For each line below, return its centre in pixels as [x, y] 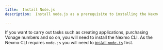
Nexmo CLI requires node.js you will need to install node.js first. [69, 42]
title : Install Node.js [30, 9]
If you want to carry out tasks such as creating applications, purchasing [77, 32]
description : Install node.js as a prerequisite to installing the [76, 14]
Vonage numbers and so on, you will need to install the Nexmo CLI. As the [79, 37]
